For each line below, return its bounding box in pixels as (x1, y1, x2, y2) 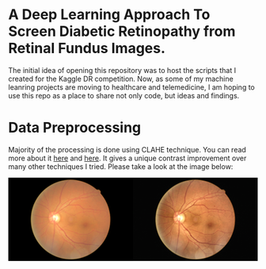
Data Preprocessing (8, 119, 142, 136)
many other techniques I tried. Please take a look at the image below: (8, 161, 234, 171)
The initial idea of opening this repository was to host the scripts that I (8, 65, 236, 75)
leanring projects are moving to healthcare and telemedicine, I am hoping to (8, 82, 255, 92)
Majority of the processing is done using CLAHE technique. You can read (8, 144, 247, 154)
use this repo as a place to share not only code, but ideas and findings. (8, 90, 240, 100)
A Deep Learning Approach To (8, 6, 211, 24)
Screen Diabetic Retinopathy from (8, 22, 236, 40)
